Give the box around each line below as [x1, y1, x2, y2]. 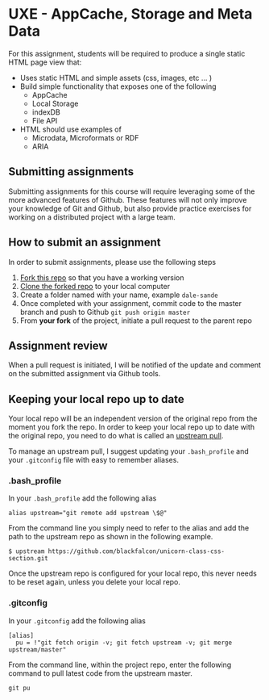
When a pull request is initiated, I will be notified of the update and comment [8, 360, 262, 370]
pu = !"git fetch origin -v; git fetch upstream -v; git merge [15, 639, 232, 647]
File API [31, 115, 58, 125]
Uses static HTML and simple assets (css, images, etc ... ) [19, 73, 213, 82]
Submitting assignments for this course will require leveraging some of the [8, 187, 255, 196]
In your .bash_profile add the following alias [8, 493, 157, 503]
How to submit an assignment [8, 236, 161, 249]
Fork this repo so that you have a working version [19, 272, 184, 283]
